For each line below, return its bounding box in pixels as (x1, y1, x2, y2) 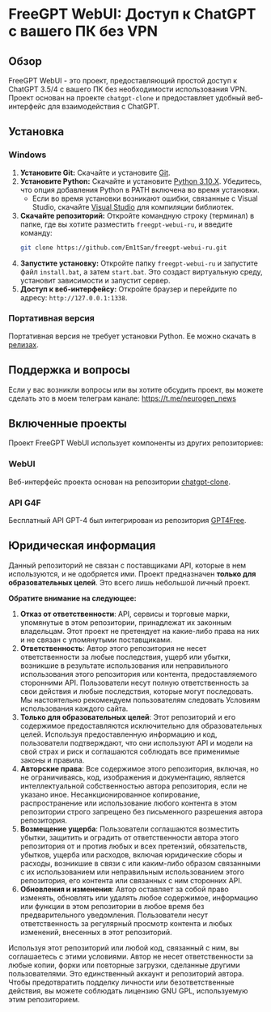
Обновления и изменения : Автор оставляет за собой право (19, 884, 229, 894)
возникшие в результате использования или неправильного (19, 661, 229, 670)
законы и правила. (19, 755, 85, 765)
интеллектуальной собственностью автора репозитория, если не (19, 780, 248, 790)
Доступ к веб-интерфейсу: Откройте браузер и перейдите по (19, 284, 237, 294)
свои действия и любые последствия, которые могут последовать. (19, 686, 253, 696)
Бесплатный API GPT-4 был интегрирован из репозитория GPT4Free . (8, 516, 247, 525)
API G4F (8, 497, 42, 508)
